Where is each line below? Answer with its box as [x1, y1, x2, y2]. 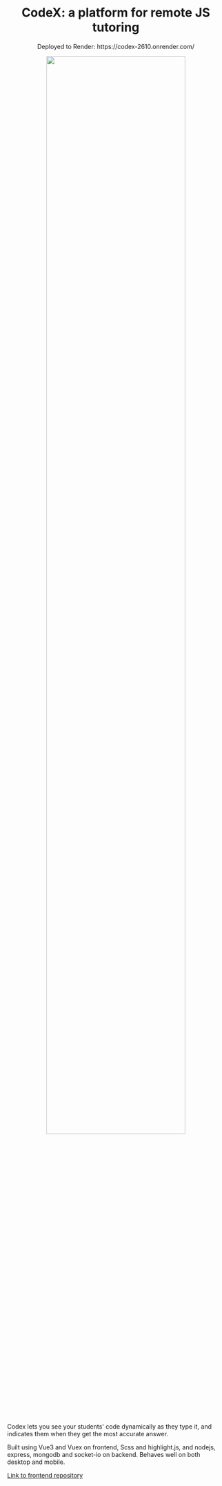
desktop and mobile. [7, 1458, 65, 1466]
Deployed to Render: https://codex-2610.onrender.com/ [37, 42, 195, 50]
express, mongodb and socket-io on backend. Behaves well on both [7, 1450, 201, 1458]
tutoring [92, 19, 140, 35]
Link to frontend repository [7, 1471, 83, 1479]
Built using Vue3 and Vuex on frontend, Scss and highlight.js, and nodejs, [7, 1442, 216, 1451]
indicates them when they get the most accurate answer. [7, 1429, 169, 1438]
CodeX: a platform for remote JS [21, 5, 210, 21]
